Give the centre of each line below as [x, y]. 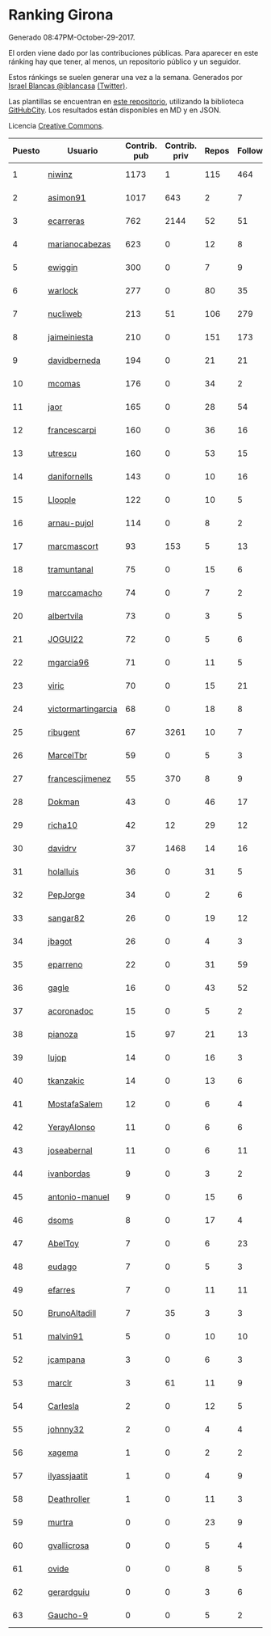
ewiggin [63, 267]
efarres [62, 1289]
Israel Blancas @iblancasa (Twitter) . [68, 86]
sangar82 [66, 917]
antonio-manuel [79, 1196]
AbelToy [63, 1243]
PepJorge [67, 895]
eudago [63, 1267]
